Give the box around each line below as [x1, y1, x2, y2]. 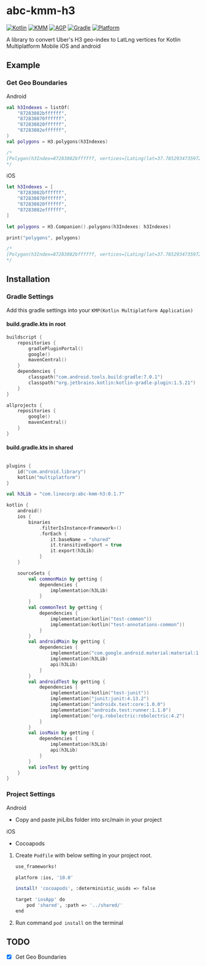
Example [6, 60, 40, 71]
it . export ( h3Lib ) [50, 548, 95, 554]
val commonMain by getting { [28, 576, 103, 582]
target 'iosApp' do [15, 897, 66, 903]
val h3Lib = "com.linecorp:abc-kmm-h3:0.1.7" [6, 491, 124, 497]
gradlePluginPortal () [28, 345, 84, 351]
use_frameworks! [15, 863, 57, 870]
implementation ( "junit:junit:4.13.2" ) [50, 696, 150, 702]
